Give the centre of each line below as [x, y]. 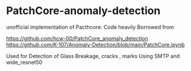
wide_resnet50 [24, 62]
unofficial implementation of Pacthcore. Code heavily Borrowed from [90, 27]
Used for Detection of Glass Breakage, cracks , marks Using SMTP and [93, 56]
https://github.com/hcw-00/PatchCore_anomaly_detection [77, 38]
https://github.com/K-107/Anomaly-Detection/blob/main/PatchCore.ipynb [95, 45]
